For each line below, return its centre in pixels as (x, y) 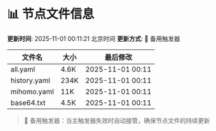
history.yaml (30, 80)
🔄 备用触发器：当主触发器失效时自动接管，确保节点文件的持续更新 (117, 120)
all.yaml (23, 69)
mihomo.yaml (32, 91)
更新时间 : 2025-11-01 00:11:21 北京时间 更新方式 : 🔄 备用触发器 (94, 38)
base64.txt (28, 102)
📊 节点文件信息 (51, 14)
